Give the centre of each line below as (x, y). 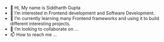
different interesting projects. (40, 23)
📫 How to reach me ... (33, 34)
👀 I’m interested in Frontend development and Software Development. (82, 13)
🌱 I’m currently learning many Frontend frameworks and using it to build (85, 18)
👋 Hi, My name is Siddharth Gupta (45, 8)
